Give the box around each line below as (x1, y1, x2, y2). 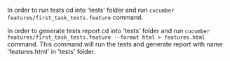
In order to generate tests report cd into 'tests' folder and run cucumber (7, 27, 210, 35)
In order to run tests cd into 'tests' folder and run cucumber (7, 6, 175, 14)
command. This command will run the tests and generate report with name (7, 40, 223, 48)
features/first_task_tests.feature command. (7, 13, 144, 21)
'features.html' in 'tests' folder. (7, 48, 96, 55)
